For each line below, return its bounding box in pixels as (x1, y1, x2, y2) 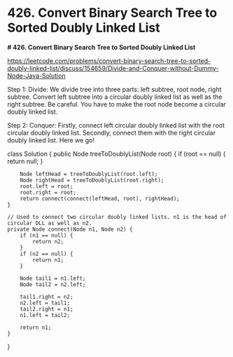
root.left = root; (20, 182, 73, 190)
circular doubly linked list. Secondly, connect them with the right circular (7, 128, 216, 137)
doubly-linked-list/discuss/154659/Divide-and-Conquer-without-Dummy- (7, 64, 219, 72)
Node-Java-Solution (7, 72, 66, 80)
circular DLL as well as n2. (7, 220, 92, 227)
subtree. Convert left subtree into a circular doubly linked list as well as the (7, 93, 223, 101)
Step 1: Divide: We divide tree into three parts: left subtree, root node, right (7, 85, 222, 93)
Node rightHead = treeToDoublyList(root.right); (20, 177, 164, 184)
